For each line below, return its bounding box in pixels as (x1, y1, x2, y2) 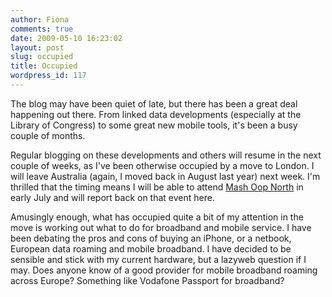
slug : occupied (10, 52, 74, 62)
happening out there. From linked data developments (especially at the (10, 108, 302, 120)
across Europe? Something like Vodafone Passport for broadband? (10, 274, 285, 286)
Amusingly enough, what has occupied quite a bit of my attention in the (10, 211, 304, 223)
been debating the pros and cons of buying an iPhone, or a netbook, (10, 232, 292, 244)
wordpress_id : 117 (10, 71, 87, 81)
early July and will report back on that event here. (10, 191, 215, 203)
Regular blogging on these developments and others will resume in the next (10, 149, 322, 161)
